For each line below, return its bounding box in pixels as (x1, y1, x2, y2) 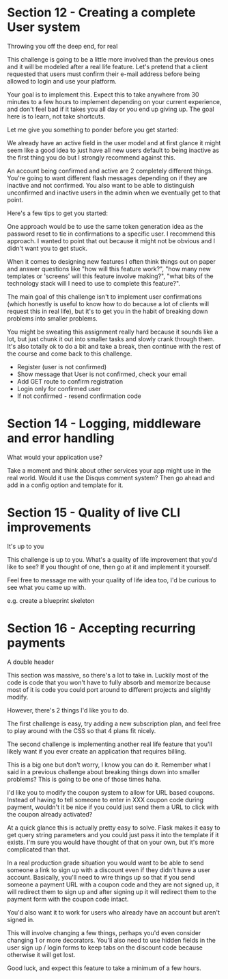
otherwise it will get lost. (7, 950, 76, 958)
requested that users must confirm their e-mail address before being (7, 70, 200, 78)
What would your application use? (7, 453, 103, 461)
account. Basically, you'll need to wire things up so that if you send (7, 873, 195, 881)
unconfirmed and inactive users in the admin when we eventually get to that (7, 188, 220, 197)
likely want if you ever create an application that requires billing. (7, 747, 186, 755)
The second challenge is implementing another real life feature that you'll (7, 740, 213, 748)
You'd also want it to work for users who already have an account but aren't (7, 908, 220, 916)
